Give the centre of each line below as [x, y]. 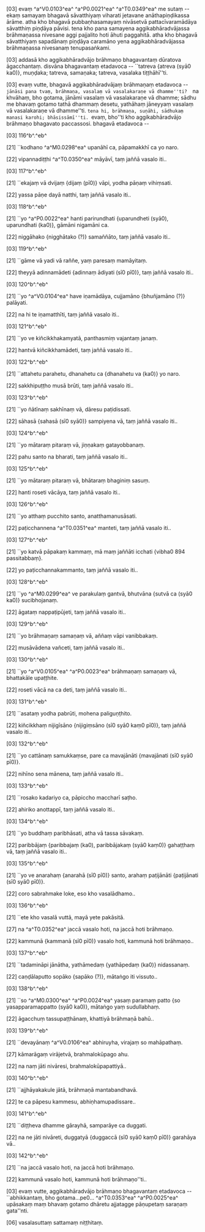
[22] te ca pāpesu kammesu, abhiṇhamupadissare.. [71, 1102]
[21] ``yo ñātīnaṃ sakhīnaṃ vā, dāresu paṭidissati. [69, 409]
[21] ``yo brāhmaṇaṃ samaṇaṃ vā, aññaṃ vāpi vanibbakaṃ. [82, 636]
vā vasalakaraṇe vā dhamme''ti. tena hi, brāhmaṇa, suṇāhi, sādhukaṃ [95, 110]
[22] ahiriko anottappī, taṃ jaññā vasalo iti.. [61, 809]
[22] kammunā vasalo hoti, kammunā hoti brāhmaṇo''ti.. [76, 1179]
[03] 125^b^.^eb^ [27, 469]
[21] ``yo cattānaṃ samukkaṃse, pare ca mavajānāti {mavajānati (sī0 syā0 [100, 756]
